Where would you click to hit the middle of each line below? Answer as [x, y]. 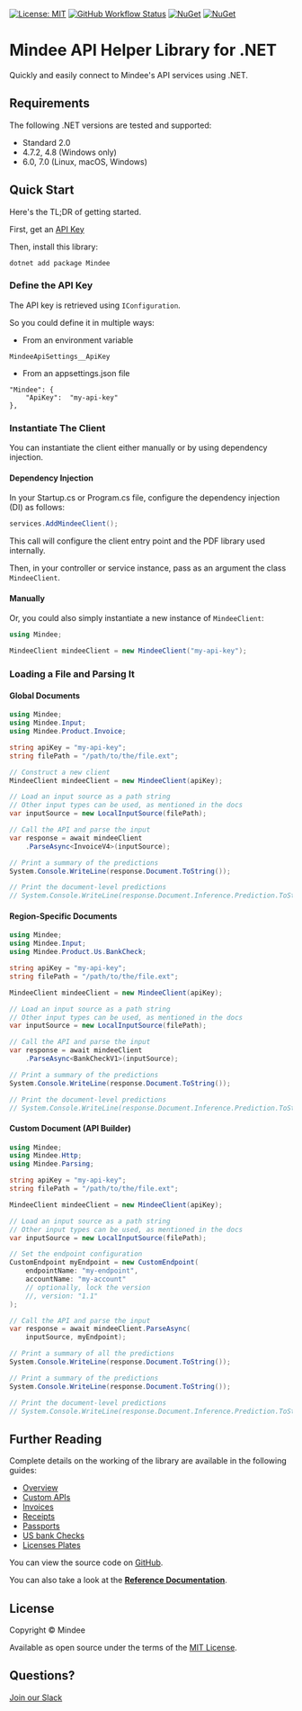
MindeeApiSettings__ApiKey [60, 356]
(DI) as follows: [37, 508]
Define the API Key [51, 285]
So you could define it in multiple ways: [82, 322]
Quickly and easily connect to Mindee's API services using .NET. [129, 75]
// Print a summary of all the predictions [92, 1354]
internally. [28, 551]
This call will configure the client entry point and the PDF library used [137, 541]
